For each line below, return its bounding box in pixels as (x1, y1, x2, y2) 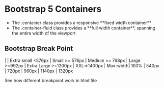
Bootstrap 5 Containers (4, 3, 102, 15)
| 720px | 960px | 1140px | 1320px (4, 68, 73, 74)
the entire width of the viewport (11, 30, 76, 36)
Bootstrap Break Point (4, 44, 73, 53)
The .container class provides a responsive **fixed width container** (11, 20, 152, 26)
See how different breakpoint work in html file (4, 77, 97, 83)
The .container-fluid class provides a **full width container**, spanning (11, 25, 156, 30)
